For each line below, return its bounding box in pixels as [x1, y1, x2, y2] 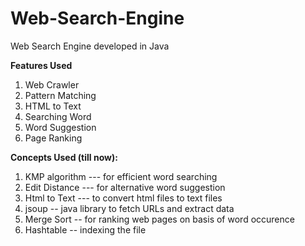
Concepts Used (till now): [10, 151, 118, 163]
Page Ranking [24, 132, 83, 144]
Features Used [10, 59, 73, 71]
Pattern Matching [24, 89, 97, 101]
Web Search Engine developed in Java [10, 40, 170, 52]
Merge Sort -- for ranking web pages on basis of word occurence [24, 213, 295, 225]
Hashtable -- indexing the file [24, 223, 147, 236]
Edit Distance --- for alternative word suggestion [24, 181, 226, 193]
